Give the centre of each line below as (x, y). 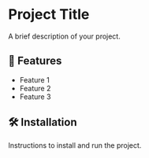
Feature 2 (35, 88)
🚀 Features (35, 61)
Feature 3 (35, 97)
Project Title (49, 15)
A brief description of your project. (64, 36)
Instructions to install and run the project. (75, 145)
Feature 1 (34, 79)
